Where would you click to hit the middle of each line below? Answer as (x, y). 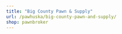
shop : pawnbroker (27, 22)
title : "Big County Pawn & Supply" (50, 11)
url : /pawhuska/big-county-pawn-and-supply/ (61, 17)
